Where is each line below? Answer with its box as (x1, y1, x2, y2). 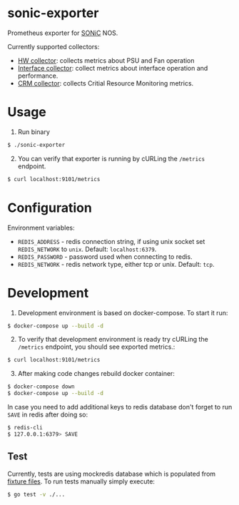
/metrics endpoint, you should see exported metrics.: (17, 342, 176, 351)
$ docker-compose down (7, 383, 75, 390)
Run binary (17, 127, 50, 136)
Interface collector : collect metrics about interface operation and (17, 63, 208, 72)
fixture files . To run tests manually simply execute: (7, 476, 156, 486)
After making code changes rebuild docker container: (17, 369, 175, 378)
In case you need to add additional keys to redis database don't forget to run (7, 403, 233, 411)
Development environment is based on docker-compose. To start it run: (17, 308, 228, 317)
